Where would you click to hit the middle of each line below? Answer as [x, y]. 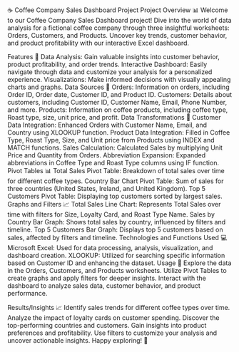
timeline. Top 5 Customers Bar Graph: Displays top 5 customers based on [115, 229]
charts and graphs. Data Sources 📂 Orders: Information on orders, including [118, 87]
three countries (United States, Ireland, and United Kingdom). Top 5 [106, 188]
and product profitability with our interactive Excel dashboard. [98, 43]
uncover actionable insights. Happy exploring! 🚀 [78, 340]
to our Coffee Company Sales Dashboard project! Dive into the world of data [119, 20]
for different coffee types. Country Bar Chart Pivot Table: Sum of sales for [116, 181]
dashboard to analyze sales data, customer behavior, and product [104, 286]
